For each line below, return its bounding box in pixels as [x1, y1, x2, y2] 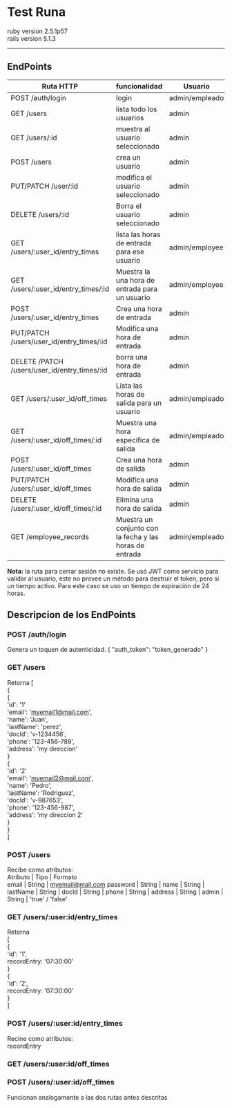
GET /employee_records [10, 532, 90, 541]
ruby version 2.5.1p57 [7, 27, 68, 35]
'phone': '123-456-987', [7, 803, 75, 811]
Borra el [116, 201, 142, 211]
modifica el [116, 172, 152, 182]
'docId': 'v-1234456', [7, 730, 67, 738]
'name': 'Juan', [7, 715, 48, 723]
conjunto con [116, 523, 159, 533]
